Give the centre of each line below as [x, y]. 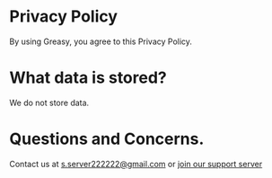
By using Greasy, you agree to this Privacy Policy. [101, 41]
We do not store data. [49, 102]
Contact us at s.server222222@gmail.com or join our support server [136, 164]
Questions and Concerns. [107, 139]
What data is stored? [88, 78]
